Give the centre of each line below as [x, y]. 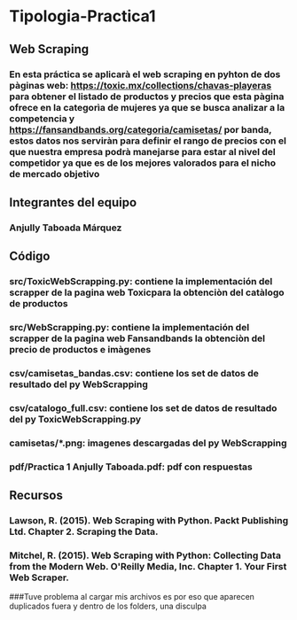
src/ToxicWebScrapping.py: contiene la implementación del [141, 282]
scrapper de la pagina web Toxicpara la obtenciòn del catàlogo [147, 292]
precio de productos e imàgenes [80, 350]
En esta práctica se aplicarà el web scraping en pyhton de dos [145, 74]
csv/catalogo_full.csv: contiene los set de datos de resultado [143, 407]
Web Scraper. [39, 577]
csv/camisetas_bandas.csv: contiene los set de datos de [134, 373]
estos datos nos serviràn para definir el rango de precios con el [148, 141]
